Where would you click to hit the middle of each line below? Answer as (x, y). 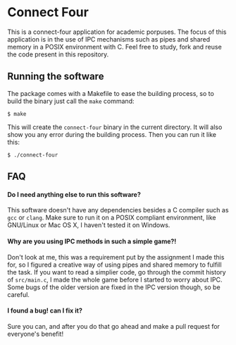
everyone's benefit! (36, 334)
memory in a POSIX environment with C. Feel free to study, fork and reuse (114, 47)
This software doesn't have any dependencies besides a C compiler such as (118, 210)
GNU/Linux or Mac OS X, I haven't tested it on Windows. (89, 225)
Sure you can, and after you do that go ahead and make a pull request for (114, 326)
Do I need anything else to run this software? (74, 194)
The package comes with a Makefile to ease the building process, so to (111, 93)
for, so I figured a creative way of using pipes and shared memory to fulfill (114, 265)
